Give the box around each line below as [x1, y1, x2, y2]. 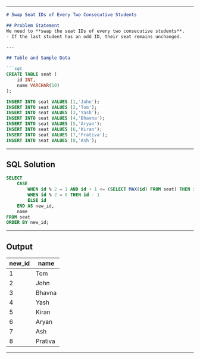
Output [6, 242, 33, 252]
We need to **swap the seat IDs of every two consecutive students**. [6, 28, 185, 34]
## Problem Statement [6, 22, 60, 29]
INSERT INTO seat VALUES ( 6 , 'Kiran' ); [6, 126, 102, 132]
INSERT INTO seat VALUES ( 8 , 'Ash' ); [6, 138, 97, 143]
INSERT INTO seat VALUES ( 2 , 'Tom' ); [6, 104, 97, 110]
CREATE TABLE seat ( [6, 71, 58, 77]
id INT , [17, 77, 36, 83]
